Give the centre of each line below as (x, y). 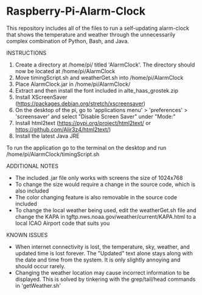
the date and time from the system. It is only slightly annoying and (98, 260)
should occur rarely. (40, 266)
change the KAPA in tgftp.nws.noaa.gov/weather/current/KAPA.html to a (106, 216)
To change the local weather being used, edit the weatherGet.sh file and (106, 210)
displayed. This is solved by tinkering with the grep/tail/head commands (105, 279)
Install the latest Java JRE (47, 136)
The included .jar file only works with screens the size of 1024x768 (99, 177)
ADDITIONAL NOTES (33, 166)
